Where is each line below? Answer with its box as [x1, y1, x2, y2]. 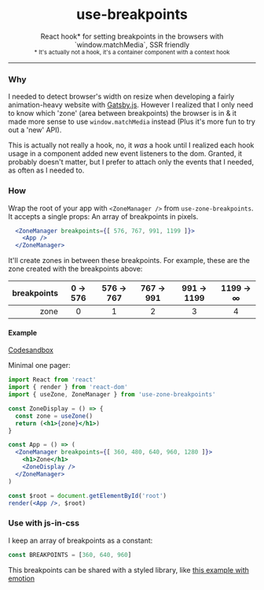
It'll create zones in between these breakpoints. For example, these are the [8, 256, 250, 265]
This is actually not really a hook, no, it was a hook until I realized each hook [8, 140, 255, 150]
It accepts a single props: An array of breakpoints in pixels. [8, 211, 199, 221]
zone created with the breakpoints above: [8, 264, 143, 273]
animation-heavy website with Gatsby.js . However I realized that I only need [8, 100, 254, 109]
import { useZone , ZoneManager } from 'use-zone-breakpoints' [8, 391, 216, 399]
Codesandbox [8, 345, 53, 355]
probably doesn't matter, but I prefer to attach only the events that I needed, [8, 158, 254, 167]
